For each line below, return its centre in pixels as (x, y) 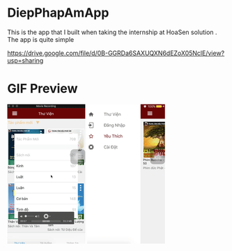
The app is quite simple (41, 39)
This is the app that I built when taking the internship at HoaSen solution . (112, 32)
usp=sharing (25, 60)
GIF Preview (42, 89)
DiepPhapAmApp (58, 13)
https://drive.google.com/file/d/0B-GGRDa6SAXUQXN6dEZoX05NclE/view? (116, 53)
